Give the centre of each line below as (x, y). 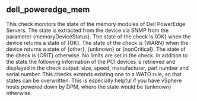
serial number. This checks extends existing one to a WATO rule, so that (94, 74)
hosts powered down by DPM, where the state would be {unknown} (89, 87)
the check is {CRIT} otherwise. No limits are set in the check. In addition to (97, 55)
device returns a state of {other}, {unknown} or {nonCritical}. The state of (96, 49)
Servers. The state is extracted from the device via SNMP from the (88, 30)
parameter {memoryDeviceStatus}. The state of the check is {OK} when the (99, 36)
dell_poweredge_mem (48, 10)
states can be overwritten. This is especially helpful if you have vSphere (94, 80)
